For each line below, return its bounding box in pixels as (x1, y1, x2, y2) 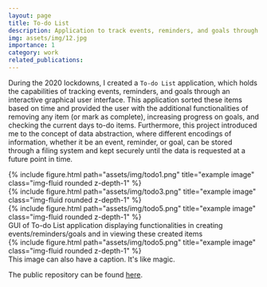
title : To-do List (8, 19, 69, 27)
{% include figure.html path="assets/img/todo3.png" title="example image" (8, 187, 257, 196)
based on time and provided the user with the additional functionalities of (8, 103, 249, 112)
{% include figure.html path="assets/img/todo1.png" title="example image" (8, 169, 255, 179)
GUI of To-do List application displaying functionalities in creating (8, 220, 223, 230)
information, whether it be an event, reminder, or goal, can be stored (8, 137, 233, 147)
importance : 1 (8, 41, 56, 49)
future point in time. (8, 154, 73, 163)
